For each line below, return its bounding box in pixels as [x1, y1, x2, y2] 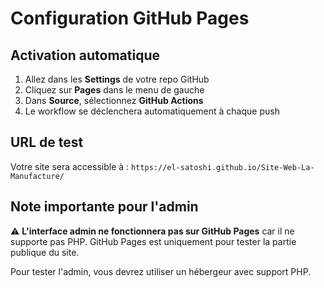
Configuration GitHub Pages [10, 7, 250, 30]
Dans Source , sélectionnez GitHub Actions [24, 95, 204, 106]
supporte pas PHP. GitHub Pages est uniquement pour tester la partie [10, 235, 297, 247]
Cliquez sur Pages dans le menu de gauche [24, 84, 205, 96]
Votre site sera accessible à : [10, 160, 130, 172]
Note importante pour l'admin [10, 198, 199, 216]
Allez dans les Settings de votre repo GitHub [24, 73, 210, 85]
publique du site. [10, 246, 80, 258]
